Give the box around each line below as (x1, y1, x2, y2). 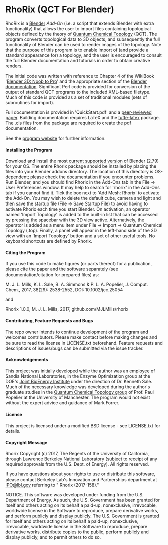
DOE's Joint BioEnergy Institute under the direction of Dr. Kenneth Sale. (5, 378, 153, 384)
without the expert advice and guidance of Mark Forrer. (5, 399, 119, 406)
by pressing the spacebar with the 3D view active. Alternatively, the (5, 217, 145, 223)
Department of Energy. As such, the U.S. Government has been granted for (5, 497, 160, 503)
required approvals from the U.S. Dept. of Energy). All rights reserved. (5, 461, 149, 467)
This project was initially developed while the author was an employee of (5, 368, 155, 374)
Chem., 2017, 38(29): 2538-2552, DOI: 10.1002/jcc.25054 (5, 287, 123, 293)
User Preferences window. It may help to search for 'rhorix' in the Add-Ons (5, 185, 160, 191)
